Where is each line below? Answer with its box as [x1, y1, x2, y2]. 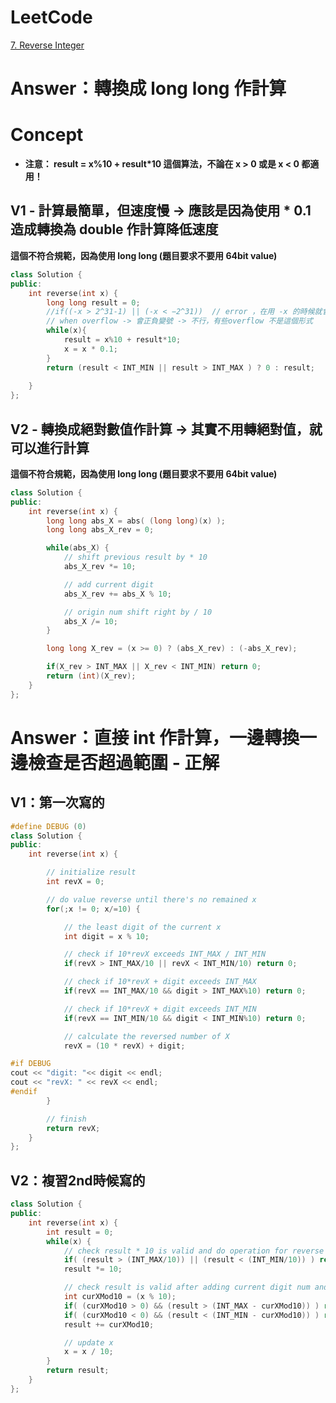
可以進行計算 [10, 439, 90, 456]
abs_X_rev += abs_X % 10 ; [63, 589, 172, 599]
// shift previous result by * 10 [63, 552, 208, 563]
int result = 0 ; [46, 1227, 114, 1237]
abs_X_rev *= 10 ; [63, 562, 137, 572]
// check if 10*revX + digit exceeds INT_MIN [63, 1004, 257, 1014]
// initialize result [46, 867, 137, 878]
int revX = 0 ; [46, 877, 105, 887]
